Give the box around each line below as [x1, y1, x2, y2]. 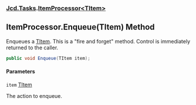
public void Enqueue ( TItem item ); [6, 55, 91, 61]
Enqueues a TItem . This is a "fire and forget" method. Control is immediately [6, 38, 191, 45]
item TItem [6, 81, 32, 88]
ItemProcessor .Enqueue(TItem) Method [6, 22, 155, 32]
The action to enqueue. [6, 92, 63, 99]
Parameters [6, 68, 35, 75]
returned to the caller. [6, 44, 59, 51]
